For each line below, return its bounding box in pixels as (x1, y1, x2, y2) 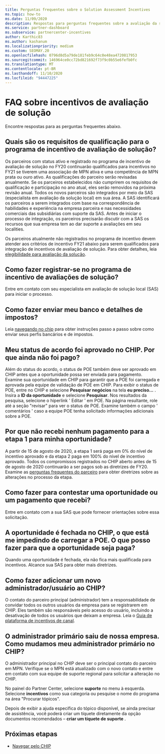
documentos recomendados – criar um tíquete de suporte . (5, 716, 126, 722)
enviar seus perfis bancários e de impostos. (5, 332, 94, 338)
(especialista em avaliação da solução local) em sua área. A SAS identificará (5, 195, 160, 201)
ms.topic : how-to (5, 12, 41, 17)
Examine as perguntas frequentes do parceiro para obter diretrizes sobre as (5, 469, 159, 475)
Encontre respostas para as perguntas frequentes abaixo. (5, 123, 122, 129)
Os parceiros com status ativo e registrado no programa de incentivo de (5, 158, 151, 164)
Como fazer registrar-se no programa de (5, 265, 132, 274)
